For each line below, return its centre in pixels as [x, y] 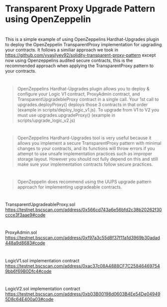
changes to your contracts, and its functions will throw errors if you [86, 148]
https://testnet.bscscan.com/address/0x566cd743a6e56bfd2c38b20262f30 [83, 210]
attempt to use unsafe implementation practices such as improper [85, 153]
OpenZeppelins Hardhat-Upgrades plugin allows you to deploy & [83, 89]
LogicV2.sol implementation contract [43, 289]
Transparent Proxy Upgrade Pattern [80, 9]
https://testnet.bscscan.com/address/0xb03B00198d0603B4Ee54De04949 [83, 294]
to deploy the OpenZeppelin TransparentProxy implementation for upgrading [83, 45]
